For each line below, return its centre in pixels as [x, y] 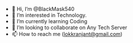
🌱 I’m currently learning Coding [49, 21]
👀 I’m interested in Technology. [49, 15]
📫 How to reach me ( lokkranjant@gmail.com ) [67, 34]
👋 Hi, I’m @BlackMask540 [43, 9]
